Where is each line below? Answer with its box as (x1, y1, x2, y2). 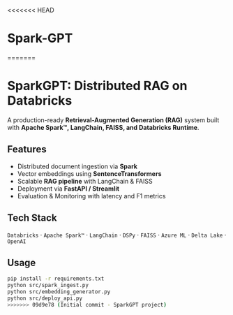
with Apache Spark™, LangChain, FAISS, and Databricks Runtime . (7, 123, 200, 131)
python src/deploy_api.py (7, 295, 82, 302)
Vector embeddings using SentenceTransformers (17, 169, 162, 177)
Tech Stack (7, 212, 57, 224)
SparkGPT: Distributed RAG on (7, 78, 188, 94)
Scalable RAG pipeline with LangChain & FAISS (17, 177, 153, 185)
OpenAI (7, 237, 27, 245)
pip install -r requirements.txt (7, 275, 105, 282)
